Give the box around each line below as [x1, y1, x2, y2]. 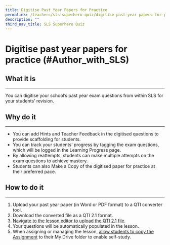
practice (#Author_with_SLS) [5, 54, 130, 66]
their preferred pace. [12, 168, 57, 175]
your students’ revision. [5, 98, 54, 104]
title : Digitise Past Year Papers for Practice [5, 7, 108, 13]
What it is [5, 74, 36, 83]
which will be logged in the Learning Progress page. [12, 147, 121, 153]
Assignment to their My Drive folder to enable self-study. [12, 234, 132, 240]
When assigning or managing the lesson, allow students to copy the [12, 228, 154, 234]
